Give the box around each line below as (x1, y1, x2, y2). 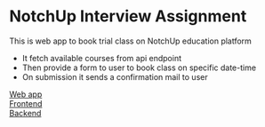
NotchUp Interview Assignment (9, 6, 247, 27)
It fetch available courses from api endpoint (21, 52, 182, 63)
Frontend (9, 98, 43, 108)
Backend (9, 107, 42, 118)
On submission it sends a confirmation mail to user (21, 71, 208, 82)
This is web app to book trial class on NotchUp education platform (9, 36, 252, 46)
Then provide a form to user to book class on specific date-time (21, 62, 256, 73)
